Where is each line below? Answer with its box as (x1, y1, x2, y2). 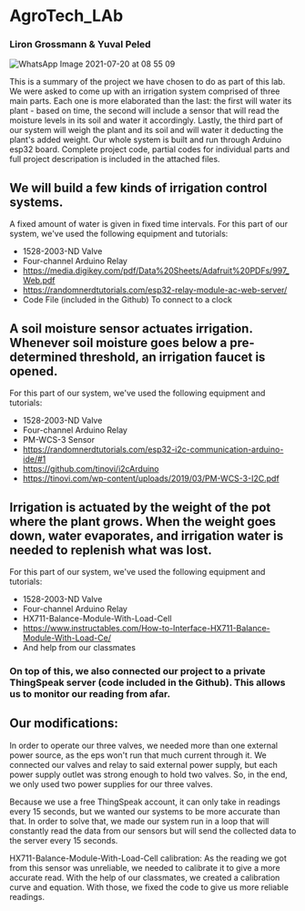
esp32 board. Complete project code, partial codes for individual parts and (9, 144, 290, 155)
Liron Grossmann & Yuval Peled (9, 38, 152, 51)
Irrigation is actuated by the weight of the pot (9, 499, 271, 515)
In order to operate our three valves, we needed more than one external (9, 740, 279, 751)
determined (9, 349, 77, 364)
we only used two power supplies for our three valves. (9, 778, 213, 789)
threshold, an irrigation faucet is (79, 349, 266, 364)
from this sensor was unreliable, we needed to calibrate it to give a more (9, 862, 280, 873)
